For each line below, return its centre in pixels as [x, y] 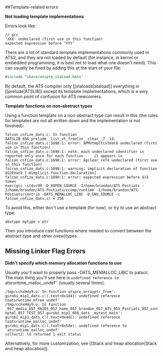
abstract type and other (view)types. [42, 236]
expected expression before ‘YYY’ [40, 43]
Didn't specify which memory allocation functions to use [64, 263]
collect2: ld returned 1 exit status [43, 334]
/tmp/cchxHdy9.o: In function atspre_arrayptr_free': [61, 292]
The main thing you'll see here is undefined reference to [62, 278]
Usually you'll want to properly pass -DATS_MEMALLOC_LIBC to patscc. [77, 272]
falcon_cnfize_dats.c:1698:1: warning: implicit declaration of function [81, 169]
